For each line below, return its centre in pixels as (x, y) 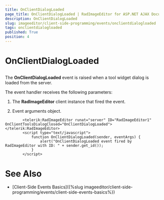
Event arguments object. (37, 111)
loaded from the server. (29, 83)
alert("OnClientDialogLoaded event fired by (86, 141)
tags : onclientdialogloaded (34, 28)
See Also (23, 173)
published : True (21, 32)
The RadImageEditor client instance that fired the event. (69, 102)
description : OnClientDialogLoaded (41, 19)
